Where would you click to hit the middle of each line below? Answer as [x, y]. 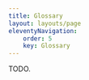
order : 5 [38, 38]
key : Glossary [47, 46]
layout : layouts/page [45, 23]
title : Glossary [36, 16]
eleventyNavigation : [43, 31]
